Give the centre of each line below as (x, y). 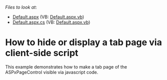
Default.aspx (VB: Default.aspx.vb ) (48, 17)
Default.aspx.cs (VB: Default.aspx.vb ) (51, 22)
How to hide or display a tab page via (84, 42)
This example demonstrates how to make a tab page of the (66, 66)
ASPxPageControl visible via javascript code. (52, 72)
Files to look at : (21, 7)
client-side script (42, 53)
